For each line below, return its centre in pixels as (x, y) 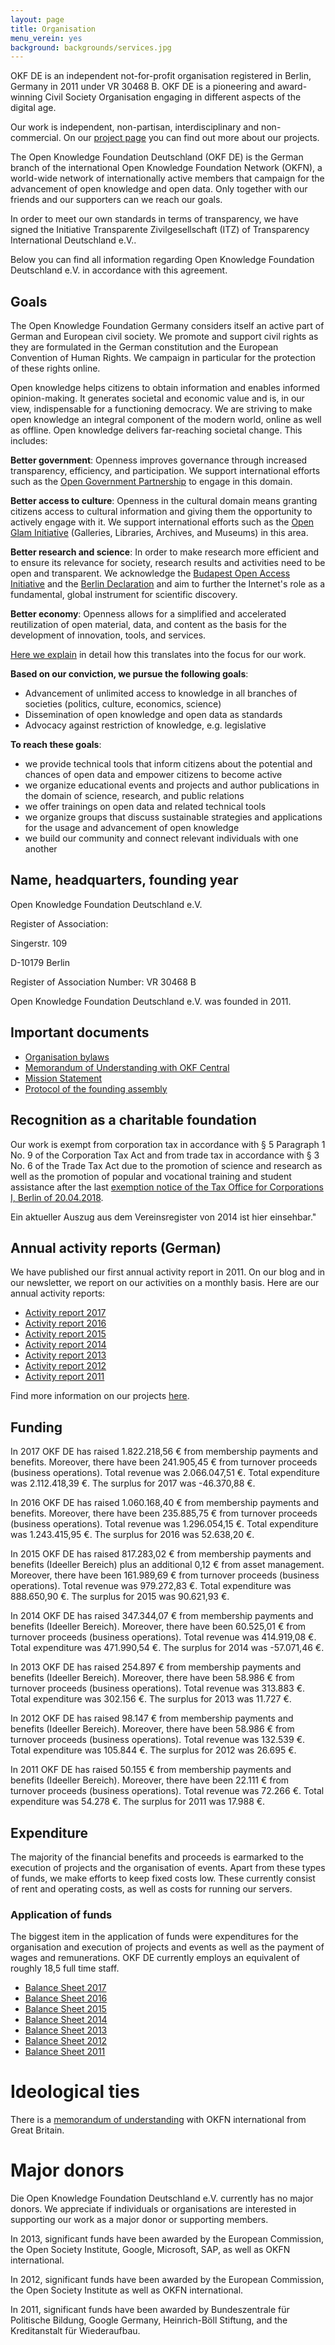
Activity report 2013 (65, 1355)
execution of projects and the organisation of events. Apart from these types (168, 1867)
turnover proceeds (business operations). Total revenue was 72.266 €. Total (167, 1791)
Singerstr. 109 (39, 943)
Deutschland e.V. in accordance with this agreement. (119, 270)
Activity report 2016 (65, 1323)
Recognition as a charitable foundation (133, 1120)
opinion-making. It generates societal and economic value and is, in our (157, 398)
